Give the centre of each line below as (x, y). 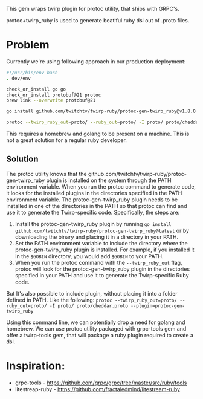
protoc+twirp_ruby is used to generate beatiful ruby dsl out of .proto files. (98, 20)
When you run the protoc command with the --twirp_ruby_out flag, (98, 262)
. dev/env (19, 78)
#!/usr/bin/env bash (32, 73)
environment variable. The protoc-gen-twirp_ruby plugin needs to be (92, 199)
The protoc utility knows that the (47, 174)
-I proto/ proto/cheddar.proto (89, 306)
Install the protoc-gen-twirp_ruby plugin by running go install (93, 224)
